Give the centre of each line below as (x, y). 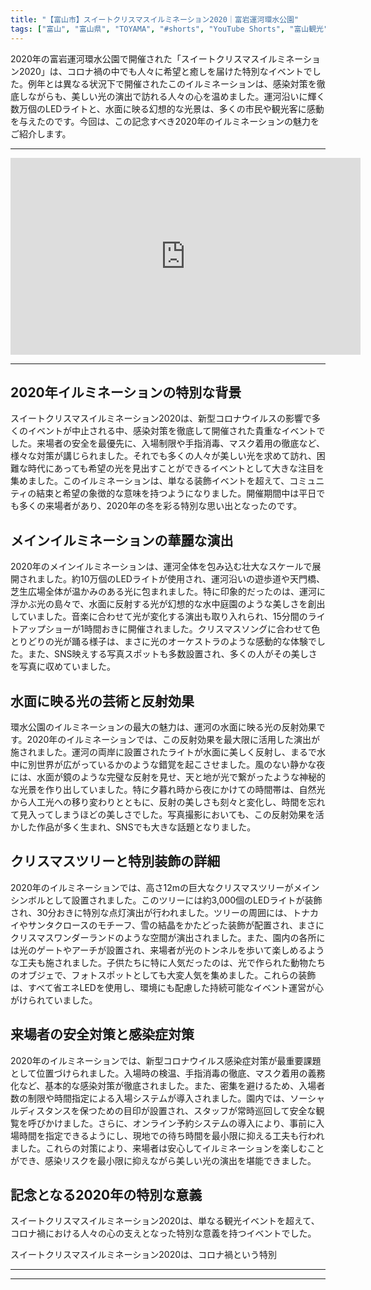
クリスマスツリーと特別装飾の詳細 (115, 861)
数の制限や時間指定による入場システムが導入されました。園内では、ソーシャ (167, 1098)
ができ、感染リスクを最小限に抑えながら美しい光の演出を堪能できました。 (163, 1160)
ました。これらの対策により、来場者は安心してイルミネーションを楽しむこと (167, 1148)
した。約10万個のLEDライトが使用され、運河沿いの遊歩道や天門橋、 (185, 579)
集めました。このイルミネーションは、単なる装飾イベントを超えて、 (150, 481)
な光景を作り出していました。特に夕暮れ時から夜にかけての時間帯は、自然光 (168, 789)
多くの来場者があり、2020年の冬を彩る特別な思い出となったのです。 (160, 506)
